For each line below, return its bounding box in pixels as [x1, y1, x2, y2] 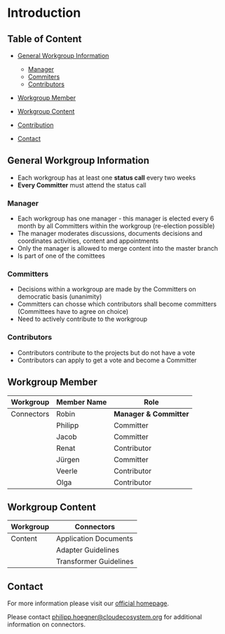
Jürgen [55, 454, 80, 464]
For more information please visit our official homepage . [7, 599, 170, 608]
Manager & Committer [113, 409, 189, 418]
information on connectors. [7, 620, 86, 629]
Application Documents [55, 534, 133, 543]
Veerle [55, 465, 79, 475]
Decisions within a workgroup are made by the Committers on [17, 285, 196, 293]
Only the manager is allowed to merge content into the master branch [17, 244, 219, 253]
